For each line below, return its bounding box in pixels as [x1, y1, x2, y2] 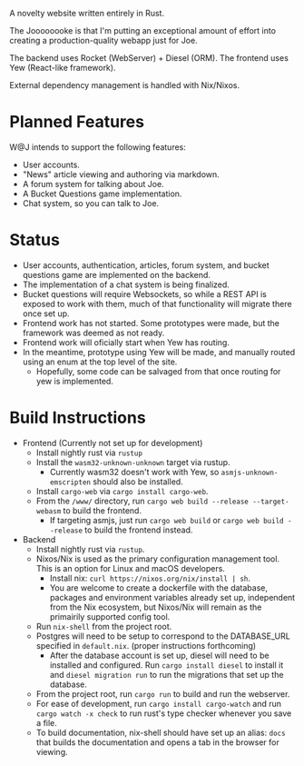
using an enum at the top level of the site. [22, 356, 178, 367]
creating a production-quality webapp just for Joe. [9, 35, 198, 45]
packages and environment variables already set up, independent [49, 592, 296, 602]
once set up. [22, 308, 70, 319]
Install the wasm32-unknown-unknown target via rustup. [35, 456, 230, 467]
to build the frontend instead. [84, 524, 193, 535]
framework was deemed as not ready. [22, 327, 165, 338]
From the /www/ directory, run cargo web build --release [35, 495, 250, 506]
